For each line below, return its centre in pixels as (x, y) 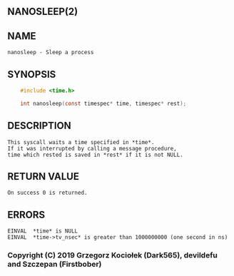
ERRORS (26, 214)
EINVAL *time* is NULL (43, 231)
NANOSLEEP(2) (43, 12)
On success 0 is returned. (47, 193)
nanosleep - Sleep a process (51, 53)
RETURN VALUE (44, 177)
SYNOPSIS (32, 74)
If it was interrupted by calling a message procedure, (92, 148)
